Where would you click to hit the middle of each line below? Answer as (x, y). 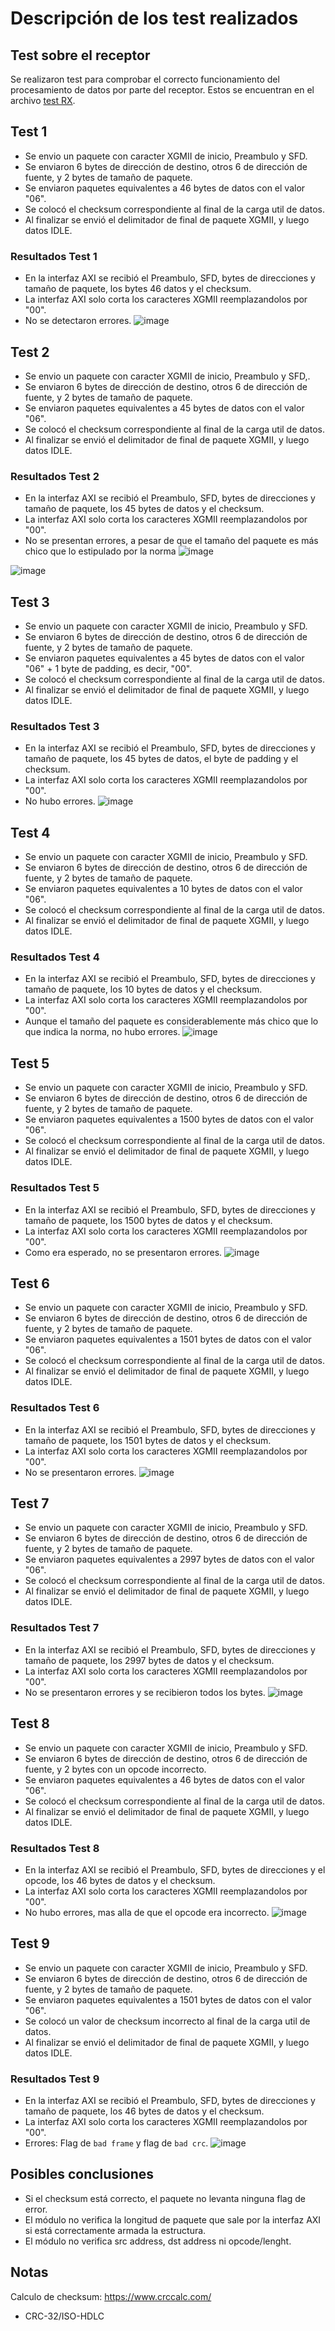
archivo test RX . (43, 100)
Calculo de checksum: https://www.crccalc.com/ (111, 2296)
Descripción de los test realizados (154, 18)
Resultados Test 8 (55, 1848)
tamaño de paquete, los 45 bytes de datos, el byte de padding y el (161, 759)
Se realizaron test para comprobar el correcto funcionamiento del (145, 79)
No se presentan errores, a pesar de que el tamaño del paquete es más (171, 541)
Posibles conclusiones (82, 2174)
